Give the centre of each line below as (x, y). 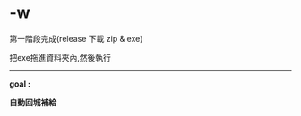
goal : (20, 84)
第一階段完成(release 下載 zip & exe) (76, 38)
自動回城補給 (33, 102)
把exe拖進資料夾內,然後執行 (60, 57)
